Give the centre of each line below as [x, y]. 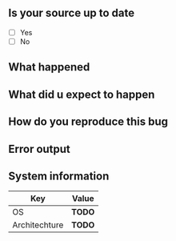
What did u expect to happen [82, 94]
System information [59, 176]
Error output [39, 149]
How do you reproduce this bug [88, 122]
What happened [49, 67]
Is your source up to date [72, 13]
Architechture [38, 225]
